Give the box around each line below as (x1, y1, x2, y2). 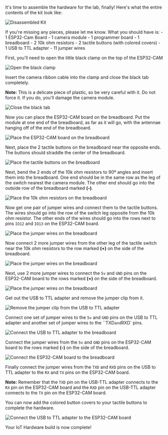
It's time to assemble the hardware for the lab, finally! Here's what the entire (5, 5, 162, 10)
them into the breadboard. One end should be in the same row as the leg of (5, 174, 160, 180)
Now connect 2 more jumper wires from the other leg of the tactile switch (5, 240, 157, 246)
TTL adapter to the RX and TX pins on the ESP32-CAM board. (5, 369, 130, 375)
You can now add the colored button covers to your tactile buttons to (5, 399, 147, 405)
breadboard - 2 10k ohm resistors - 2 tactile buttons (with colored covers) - (5, 40, 160, 46)
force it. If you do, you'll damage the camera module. (5, 95, 115, 100)
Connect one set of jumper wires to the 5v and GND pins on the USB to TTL (5, 314, 158, 320)
